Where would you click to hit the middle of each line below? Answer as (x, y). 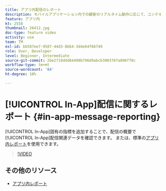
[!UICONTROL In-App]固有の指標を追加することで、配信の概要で (71, 131)
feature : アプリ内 (23, 19)
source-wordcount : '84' (30, 70)
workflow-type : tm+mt (27, 65)
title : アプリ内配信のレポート (33, 10)
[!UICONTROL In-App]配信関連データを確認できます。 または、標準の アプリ (82, 138)
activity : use (20, 38)
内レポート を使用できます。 (33, 143)
